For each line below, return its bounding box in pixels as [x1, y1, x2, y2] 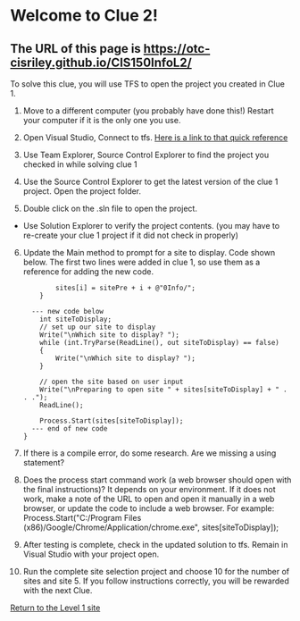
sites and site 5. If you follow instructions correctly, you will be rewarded [22, 575, 289, 586]
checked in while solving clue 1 [22, 159, 137, 170]
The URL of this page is [10, 41, 141, 56]
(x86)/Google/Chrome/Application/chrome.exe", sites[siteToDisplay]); [22, 522, 279, 533]
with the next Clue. [22, 585, 93, 595]
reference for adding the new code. [22, 266, 154, 277]
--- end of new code [31, 424, 108, 433]
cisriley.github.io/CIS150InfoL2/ [10, 55, 193, 70]
